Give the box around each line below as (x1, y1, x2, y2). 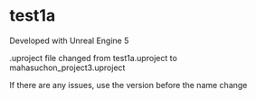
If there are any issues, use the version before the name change (9, 79, 248, 90)
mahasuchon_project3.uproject (9, 62, 126, 73)
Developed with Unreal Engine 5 (9, 35, 129, 46)
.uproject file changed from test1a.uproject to (9, 52, 178, 63)
